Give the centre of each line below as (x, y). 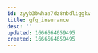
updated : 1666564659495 (41, 33)
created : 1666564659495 (41, 39)
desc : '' (20, 26)
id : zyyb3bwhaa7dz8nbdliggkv (49, 13)
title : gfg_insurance (38, 20)
